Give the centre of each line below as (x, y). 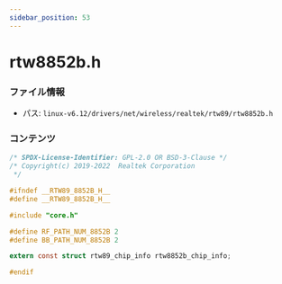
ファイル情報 (37, 92)
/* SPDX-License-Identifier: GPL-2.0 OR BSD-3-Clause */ (118, 158)
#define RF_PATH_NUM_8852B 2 (64, 231)
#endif (22, 272)
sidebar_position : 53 (50, 18)
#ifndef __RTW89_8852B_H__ (60, 191)
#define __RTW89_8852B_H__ (60, 199)
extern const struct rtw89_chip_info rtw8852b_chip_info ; (120, 256)
